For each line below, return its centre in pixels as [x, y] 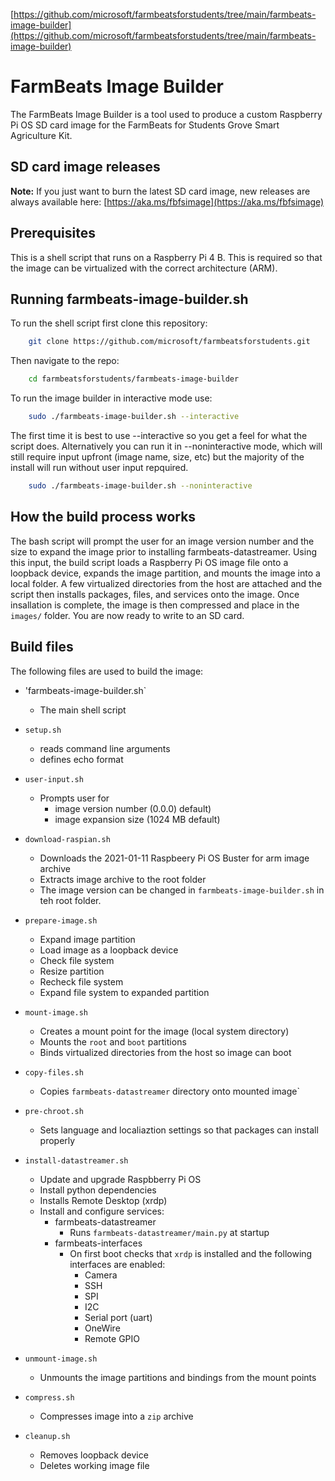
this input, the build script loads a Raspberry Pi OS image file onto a [149, 562]
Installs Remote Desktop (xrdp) [103, 1200]
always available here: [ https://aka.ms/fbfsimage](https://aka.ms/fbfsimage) [167, 201]
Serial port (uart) [118, 1317]
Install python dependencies [98, 1190]
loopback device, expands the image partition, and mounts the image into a [165, 573]
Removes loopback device [94, 1455]
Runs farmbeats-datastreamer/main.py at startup [169, 1232]
